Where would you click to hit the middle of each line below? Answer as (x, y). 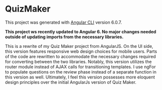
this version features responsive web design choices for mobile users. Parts (81, 51)
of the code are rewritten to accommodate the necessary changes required (81, 56)
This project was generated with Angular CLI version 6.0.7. (63, 22)
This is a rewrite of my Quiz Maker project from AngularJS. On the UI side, (79, 46)
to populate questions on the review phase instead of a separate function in (81, 72)
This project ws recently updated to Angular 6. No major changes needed (81, 31)
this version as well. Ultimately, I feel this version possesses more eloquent (80, 77)
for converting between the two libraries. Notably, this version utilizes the (78, 61)
